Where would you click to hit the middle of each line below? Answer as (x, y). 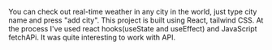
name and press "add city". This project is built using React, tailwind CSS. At (136, 20)
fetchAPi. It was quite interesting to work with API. (92, 37)
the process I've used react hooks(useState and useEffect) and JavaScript (133, 29)
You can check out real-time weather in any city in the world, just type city (133, 12)
